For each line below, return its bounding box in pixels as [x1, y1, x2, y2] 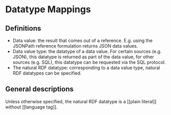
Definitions [5, 24, 41, 33]
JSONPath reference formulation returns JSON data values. [12, 43, 138, 49]
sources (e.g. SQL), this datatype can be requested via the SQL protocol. [12, 59, 166, 65]
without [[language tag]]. [5, 104, 58, 110]
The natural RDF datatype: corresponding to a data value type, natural [12, 65, 160, 71]
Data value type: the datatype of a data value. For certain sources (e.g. [12, 49, 162, 54]
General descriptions [5, 85, 74, 94]
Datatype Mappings [5, 4, 91, 15]
